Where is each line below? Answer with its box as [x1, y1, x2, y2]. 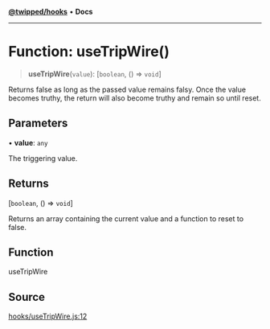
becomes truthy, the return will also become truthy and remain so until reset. [8, 93, 261, 103]
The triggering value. [8, 153, 78, 163]
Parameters [8, 117, 68, 130]
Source [8, 290, 46, 304]
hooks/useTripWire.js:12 [8, 311, 88, 321]
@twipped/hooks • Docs [8, 7, 93, 16]
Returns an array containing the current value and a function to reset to [8, 213, 243, 224]
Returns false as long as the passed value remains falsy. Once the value [8, 84, 247, 94]
